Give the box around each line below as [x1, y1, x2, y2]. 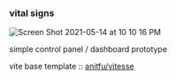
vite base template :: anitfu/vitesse [9, 61, 134, 72]
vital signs [9, 7, 55, 19]
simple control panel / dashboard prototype [9, 44, 168, 55]
